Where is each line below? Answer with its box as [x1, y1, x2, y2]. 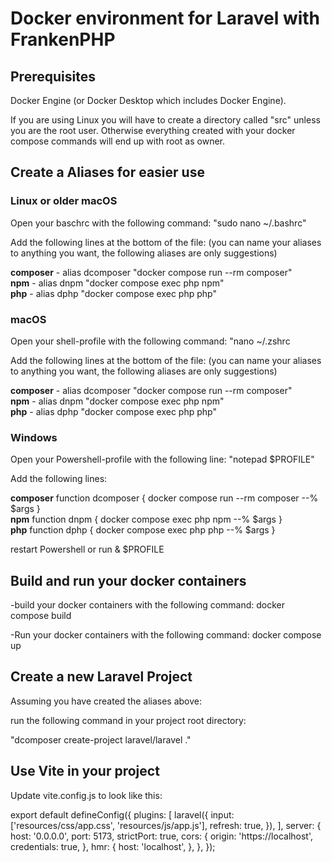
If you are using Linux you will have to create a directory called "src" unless [10, 114, 321, 126]
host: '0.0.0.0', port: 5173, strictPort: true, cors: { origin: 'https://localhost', [10, 830, 313, 842]
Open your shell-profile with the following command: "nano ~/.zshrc [10, 335, 291, 347]
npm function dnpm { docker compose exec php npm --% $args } [10, 513, 283, 526]
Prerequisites [10, 68, 96, 85]
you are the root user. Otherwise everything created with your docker [10, 125, 296, 136]
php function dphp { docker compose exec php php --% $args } [10, 524, 276, 536]
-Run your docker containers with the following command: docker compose [10, 629, 322, 641]
